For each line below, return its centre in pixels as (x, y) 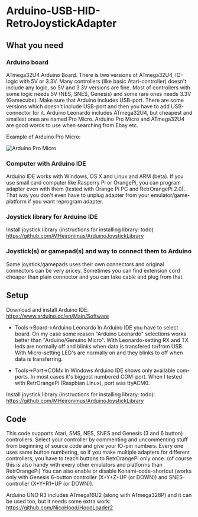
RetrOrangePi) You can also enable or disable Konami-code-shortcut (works (99, 471)
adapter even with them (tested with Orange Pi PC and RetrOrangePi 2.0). (96, 189)
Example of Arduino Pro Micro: (43, 137)
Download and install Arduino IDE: (48, 309)
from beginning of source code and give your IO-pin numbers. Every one (95, 446)
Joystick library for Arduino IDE (52, 217)
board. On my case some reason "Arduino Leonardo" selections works (100, 334)
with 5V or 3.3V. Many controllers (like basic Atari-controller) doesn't (103, 81)
